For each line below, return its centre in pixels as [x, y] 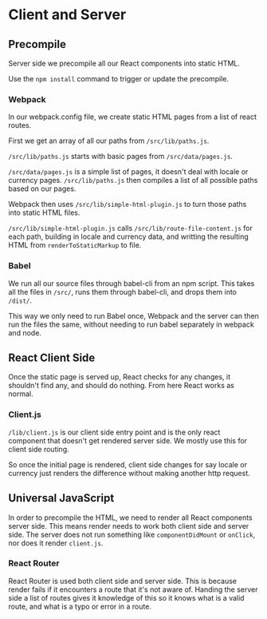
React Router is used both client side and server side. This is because [123, 581]
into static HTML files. [44, 212]
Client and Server [67, 15]
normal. [21, 394]
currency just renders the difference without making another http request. [130, 473]
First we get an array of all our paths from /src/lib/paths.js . [109, 141]
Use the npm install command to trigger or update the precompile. [119, 79]
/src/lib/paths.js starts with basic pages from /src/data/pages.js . [121, 157]
